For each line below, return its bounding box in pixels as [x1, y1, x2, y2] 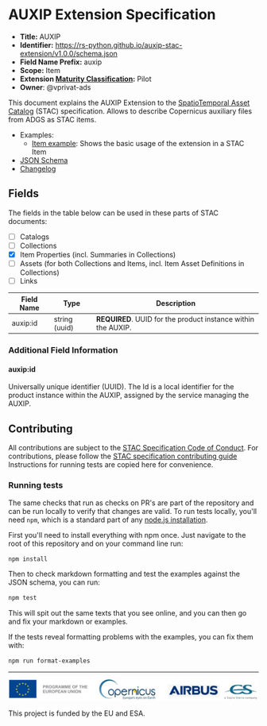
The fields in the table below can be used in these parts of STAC [8, 208, 219, 218]
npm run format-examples [8, 657, 91, 665]
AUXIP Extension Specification [8, 6, 216, 24]
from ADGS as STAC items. [8, 114, 97, 124]
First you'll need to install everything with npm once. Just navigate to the [8, 530, 246, 539]
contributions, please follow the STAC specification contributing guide [8, 451, 238, 461]
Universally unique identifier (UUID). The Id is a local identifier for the [8, 382, 234, 392]
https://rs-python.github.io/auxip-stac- [55, 40, 183, 49]
